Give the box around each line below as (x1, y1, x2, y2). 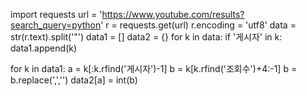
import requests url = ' (10, 9, 103, 20)
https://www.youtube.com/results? (101, 9, 245, 20)
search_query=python (10, 19, 102, 31)
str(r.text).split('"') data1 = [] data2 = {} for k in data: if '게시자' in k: (10, 31, 283, 43)
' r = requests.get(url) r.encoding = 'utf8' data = (100, 19, 297, 31)
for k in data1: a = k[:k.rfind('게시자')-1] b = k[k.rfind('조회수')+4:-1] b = (10, 63, 298, 74)
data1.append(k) (10, 42, 78, 54)
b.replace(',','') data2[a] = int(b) (10, 74, 138, 86)
